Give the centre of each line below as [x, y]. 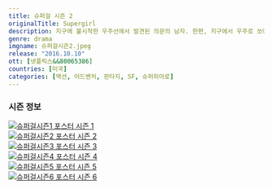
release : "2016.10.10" [47, 54]
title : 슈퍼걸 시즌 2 [41, 16]
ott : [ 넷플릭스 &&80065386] [51, 62]
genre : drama [30, 39]
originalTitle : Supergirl [52, 24]
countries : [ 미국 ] [38, 69]
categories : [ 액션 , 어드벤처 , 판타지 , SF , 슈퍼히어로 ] [91, 77]
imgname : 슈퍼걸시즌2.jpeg [50, 46]
